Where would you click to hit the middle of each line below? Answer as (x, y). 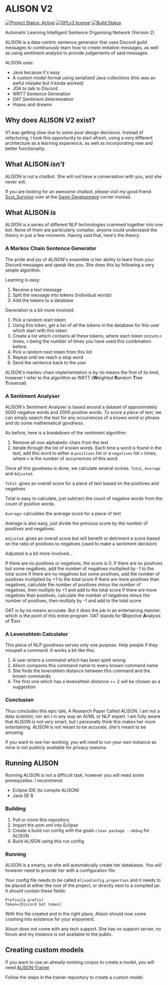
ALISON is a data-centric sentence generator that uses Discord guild (76, 42)
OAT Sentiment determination (43, 99)
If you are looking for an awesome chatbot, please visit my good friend (78, 191)
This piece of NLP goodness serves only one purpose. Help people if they (81, 645)
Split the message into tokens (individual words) (62, 295)
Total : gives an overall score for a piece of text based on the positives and (82, 483)
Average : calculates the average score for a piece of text (63, 513)
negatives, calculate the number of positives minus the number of (73, 585)
